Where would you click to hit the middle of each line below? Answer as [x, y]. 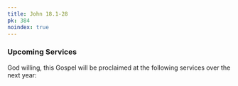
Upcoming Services [42, 52]
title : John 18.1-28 [38, 14]
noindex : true [28, 27]
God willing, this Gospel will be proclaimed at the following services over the [119, 68]
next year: [22, 75]
